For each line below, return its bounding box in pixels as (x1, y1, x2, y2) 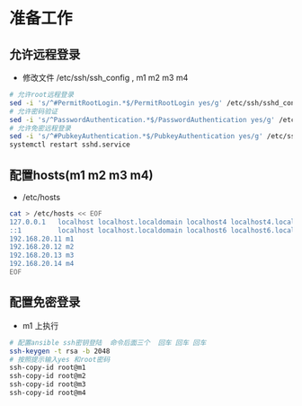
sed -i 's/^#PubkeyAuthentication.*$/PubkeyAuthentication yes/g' (9, 132, 263, 141)
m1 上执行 (22, 320, 59, 331)
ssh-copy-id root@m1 (9, 363, 87, 373)
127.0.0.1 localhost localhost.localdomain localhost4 (9, 217, 227, 226)
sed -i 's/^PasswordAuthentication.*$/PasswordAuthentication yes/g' (9, 115, 276, 124)
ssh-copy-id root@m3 (9, 380, 87, 389)
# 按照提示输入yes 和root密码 (9, 355, 111, 364)
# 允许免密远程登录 (9, 123, 72, 133)
